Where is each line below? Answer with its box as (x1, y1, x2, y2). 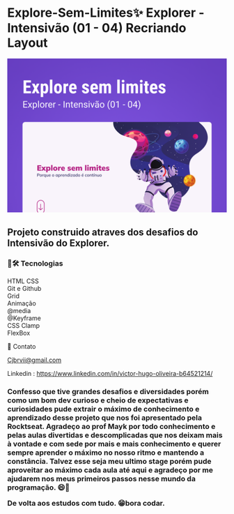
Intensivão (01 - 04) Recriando (7, 20, 187, 36)
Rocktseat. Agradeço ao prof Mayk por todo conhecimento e (7, 421, 216, 431)
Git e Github (7, 285, 42, 293)
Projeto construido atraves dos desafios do (7, 226, 198, 238)
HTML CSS (7, 277, 40, 285)
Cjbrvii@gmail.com (7, 356, 62, 364)
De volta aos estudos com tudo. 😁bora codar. (7, 499, 165, 508)
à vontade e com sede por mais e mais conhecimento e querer (7, 439, 221, 448)
